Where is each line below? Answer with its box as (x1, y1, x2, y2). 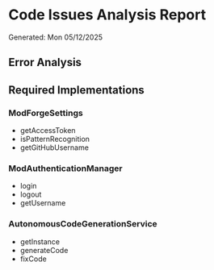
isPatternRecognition (19, 135, 90, 144)
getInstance (19, 236, 61, 247)
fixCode (19, 254, 47, 264)
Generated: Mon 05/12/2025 (8, 32, 103, 42)
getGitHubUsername (19, 143, 89, 152)
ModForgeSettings (8, 107, 83, 118)
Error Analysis (8, 56, 82, 69)
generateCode (19, 245, 69, 255)
